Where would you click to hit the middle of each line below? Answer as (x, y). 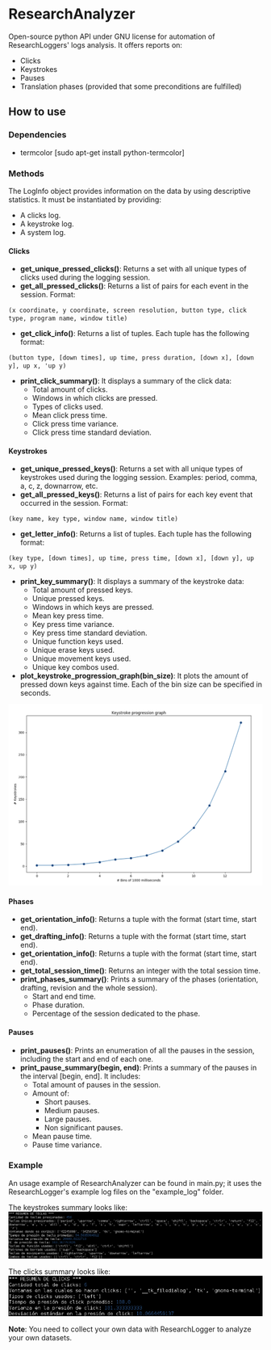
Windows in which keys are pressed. (93, 608)
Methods (26, 173)
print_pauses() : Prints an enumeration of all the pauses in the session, (137, 1050)
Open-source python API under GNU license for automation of (112, 36)
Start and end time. (64, 997)
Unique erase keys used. (73, 650)
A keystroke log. (47, 224)
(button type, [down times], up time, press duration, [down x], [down (131, 358)
